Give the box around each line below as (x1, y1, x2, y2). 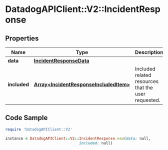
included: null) (79, 140, 113, 145)
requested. (134, 96, 160, 103)
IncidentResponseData (33, 57, 89, 64)
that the (134, 84, 153, 91)
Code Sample (5, 113, 48, 122)
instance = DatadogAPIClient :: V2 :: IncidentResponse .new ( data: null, (5, 136, 151, 141)
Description (134, 49, 163, 55)
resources (134, 78, 159, 84)
